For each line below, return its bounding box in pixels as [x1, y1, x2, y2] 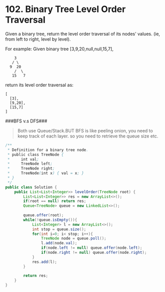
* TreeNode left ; [7, 162, 53, 167]
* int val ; [7, 157, 39, 162]
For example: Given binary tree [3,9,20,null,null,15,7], [5, 46, 114, 52]
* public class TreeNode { [7, 152, 64, 157]
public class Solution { [5, 185, 57, 190]
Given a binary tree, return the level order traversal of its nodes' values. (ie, [5, 31, 160, 37]
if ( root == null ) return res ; [23, 199, 86, 204]
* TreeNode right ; [7, 166, 55, 171]
